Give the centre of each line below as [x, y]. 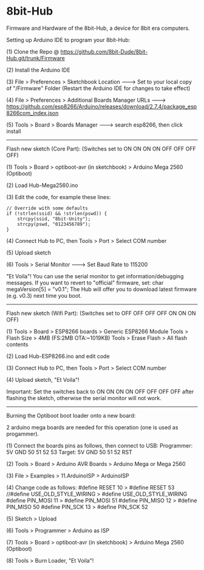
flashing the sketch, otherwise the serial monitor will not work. [84, 398]
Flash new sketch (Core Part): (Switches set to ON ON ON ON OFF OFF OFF [101, 149]
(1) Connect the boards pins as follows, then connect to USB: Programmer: [100, 445]
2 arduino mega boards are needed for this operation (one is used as [92, 427]
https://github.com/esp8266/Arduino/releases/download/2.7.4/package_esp [102, 106]
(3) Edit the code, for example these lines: [59, 197]
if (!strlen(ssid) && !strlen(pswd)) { [57, 213]
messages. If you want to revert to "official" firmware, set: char [85, 283]
